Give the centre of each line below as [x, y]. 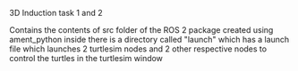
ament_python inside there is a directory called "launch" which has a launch [149, 39]
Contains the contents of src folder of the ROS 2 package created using [141, 30]
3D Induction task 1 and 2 [56, 13]
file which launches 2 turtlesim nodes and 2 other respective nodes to [138, 49]
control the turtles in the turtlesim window [86, 58]
